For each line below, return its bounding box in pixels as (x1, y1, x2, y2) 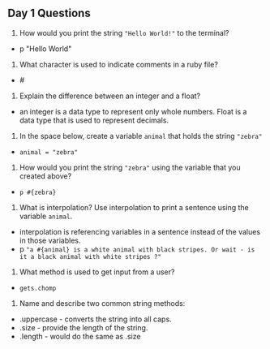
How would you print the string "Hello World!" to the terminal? (19, 28, 229, 37)
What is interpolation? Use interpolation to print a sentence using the (19, 202, 249, 212)
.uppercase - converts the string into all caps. (19, 314, 172, 324)
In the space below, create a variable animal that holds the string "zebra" (19, 131, 263, 140)
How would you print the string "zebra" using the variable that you (19, 162, 241, 172)
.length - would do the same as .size (19, 331, 141, 341)
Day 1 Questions (7, 6, 91, 20)
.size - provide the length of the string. (19, 322, 148, 332)
